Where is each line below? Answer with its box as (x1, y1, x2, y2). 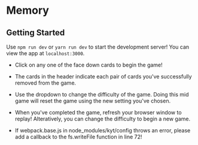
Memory (6, 4, 50, 17)
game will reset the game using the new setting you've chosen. (14, 97, 171, 104)
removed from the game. (14, 79, 77, 86)
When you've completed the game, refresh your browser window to (14, 109, 182, 116)
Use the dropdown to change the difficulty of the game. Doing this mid (14, 91, 189, 98)
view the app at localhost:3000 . (6, 50, 85, 57)
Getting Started (6, 28, 65, 38)
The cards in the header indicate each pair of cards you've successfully (14, 73, 193, 80)
